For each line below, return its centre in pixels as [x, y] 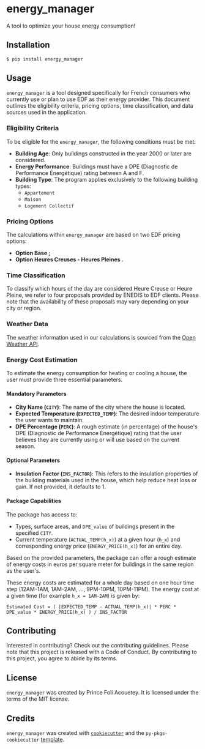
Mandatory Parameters [36, 393]
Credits [21, 718]
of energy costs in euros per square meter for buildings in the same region [100, 564]
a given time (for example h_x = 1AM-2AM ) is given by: [73, 595]
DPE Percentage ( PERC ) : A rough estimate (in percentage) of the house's [106, 427]
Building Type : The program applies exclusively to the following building [106, 179]
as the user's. [24, 570]
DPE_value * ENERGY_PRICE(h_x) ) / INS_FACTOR [67, 612]
